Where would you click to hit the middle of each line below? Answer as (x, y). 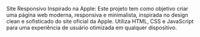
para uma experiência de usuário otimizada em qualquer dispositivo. (92, 27)
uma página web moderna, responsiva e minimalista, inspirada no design (97, 15)
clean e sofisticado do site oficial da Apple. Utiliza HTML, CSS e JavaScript (100, 21)
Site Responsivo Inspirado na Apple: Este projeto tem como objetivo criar (97, 9)
